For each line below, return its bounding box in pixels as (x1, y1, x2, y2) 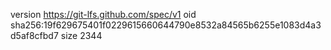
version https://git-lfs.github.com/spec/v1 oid (10, 9, 197, 20)
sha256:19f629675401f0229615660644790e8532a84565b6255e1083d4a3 (10, 19, 322, 31)
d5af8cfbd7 (10, 30, 59, 41)
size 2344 (60, 30, 103, 41)
